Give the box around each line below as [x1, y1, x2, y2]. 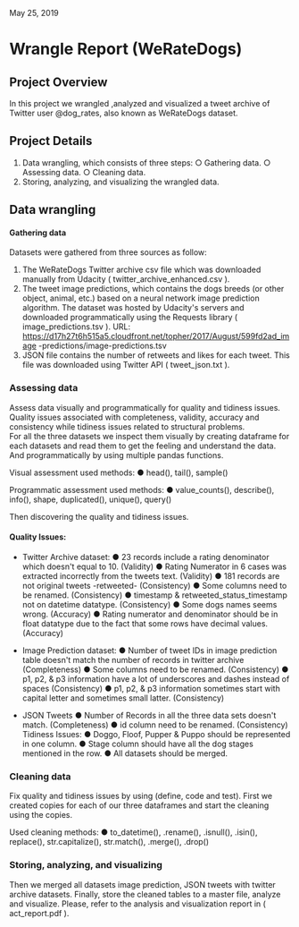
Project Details [9, 133, 93, 149]
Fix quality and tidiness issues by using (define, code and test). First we [9, 791, 273, 802]
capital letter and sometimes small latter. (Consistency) [21, 693, 225, 703]
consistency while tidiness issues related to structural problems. [9, 421, 245, 432]
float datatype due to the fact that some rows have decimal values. [21, 617, 269, 629]
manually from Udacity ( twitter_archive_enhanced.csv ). [21, 274, 230, 285]
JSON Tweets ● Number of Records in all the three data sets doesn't [21, 710, 277, 720]
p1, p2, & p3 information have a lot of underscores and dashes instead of [21, 673, 290, 684]
